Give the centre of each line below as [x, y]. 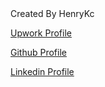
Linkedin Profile [42, 71]
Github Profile [38, 52]
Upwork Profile [41, 33]
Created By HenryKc [52, 13]
